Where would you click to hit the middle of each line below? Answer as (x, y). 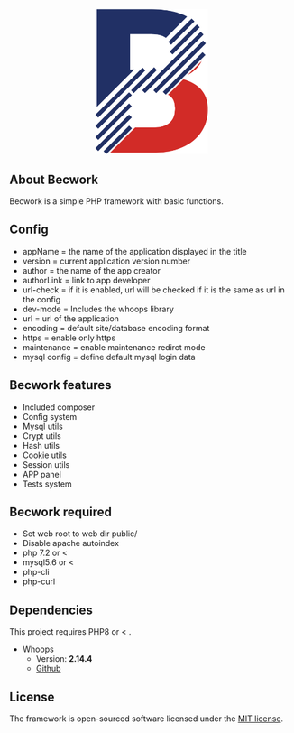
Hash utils (41, 445)
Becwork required (61, 512)
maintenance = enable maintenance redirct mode (114, 347)
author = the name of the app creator (91, 270)
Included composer (59, 407)
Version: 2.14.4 (64, 659)
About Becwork (54, 179)
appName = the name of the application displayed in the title (134, 251)
